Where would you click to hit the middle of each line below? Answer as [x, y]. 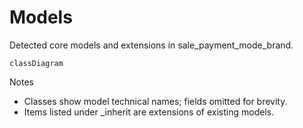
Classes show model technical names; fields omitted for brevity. [155, 101]
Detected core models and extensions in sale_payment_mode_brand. [151, 45]
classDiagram [36, 63]
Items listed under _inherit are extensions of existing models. [149, 112]
